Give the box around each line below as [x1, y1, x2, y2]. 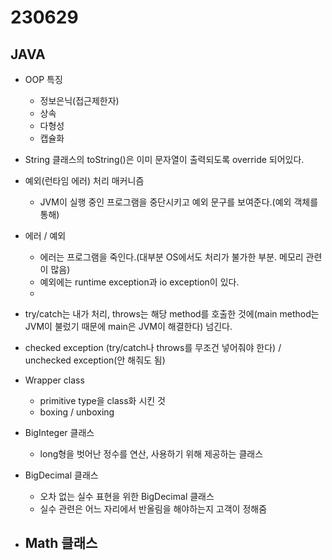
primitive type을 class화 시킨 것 [39, 395, 166, 406]
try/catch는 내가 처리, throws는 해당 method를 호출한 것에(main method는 [24, 308, 320, 320]
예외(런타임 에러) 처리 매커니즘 [24, 175, 145, 186]
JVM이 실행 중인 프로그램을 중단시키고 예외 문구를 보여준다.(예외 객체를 [39, 196, 319, 208]
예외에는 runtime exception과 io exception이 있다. [39, 276, 240, 288]
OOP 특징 [24, 74, 63, 85]
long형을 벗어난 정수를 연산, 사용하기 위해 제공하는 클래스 [39, 448, 264, 460]
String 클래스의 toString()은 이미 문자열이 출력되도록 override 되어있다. [24, 154, 305, 165]
